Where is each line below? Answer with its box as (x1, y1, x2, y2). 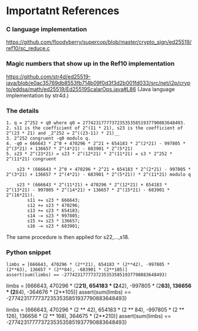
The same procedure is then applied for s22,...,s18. (6, 234, 130, 241)
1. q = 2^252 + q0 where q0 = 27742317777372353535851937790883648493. (6, 120, 186, 126)
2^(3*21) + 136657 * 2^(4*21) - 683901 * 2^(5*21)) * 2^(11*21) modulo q (6, 172, 192, 178)
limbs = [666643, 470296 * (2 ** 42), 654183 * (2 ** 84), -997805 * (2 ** (6, 306, 184, 313)
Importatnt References (6, 4, 120, 18)
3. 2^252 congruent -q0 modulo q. (6, 136, 91, 142)
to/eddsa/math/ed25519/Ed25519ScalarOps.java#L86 (6, 86, 137, 93)
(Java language (137, 86, 175, 93)
